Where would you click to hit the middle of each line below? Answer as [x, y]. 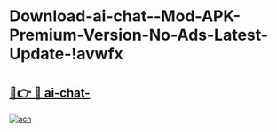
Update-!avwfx [67, 54]
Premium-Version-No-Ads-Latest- [139, 35]
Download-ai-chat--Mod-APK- [125, 16]
